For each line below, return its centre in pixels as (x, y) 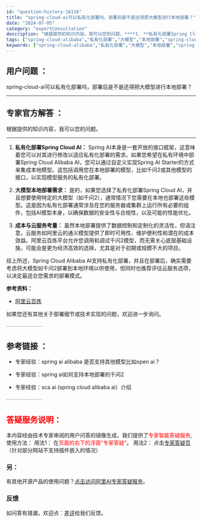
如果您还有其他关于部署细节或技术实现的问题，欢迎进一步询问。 (85, 314)
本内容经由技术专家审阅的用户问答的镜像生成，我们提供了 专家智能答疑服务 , (99, 436)
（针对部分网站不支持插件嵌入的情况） (54, 451)
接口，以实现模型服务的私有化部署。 (60, 177)
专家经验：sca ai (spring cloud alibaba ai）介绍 (73, 387)
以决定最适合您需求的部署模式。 (46, 275)
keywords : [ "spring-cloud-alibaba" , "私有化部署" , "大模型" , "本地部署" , (91, 46)
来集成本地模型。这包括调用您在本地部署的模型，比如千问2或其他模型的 (103, 169)
